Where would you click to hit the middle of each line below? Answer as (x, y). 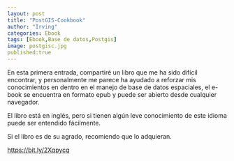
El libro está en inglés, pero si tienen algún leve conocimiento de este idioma (117, 115)
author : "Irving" (32, 26)
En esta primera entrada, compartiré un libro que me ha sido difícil (102, 72)
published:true (29, 53)
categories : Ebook (34, 33)
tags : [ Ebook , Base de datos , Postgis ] (62, 40)
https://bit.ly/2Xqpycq (38, 150)
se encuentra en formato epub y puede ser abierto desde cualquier (120, 94)
